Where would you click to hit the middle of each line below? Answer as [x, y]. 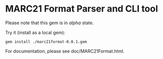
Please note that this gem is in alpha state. [50, 23]
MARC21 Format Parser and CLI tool [82, 9]
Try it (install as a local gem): [35, 32]
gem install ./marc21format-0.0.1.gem [46, 42]
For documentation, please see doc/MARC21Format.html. [65, 51]
